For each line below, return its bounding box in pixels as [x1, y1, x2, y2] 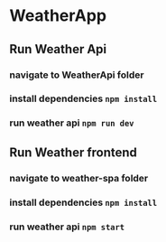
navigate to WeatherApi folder [9, 69, 144, 81]
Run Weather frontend [9, 144, 138, 160]
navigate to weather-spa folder [9, 172, 149, 184]
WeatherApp [9, 5, 106, 26]
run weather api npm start [9, 220, 124, 233]
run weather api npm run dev [9, 116, 134, 129]
